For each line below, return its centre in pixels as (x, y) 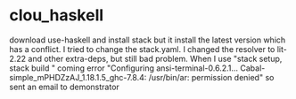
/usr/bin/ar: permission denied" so (211, 77)
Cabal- (253, 68)
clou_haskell (57, 15)
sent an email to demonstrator (65, 87)
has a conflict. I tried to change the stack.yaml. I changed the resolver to (142, 49)
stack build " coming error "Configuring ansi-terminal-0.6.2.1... (124, 68)
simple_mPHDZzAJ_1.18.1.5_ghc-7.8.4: (78, 77)
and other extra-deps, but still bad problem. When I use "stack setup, (155, 58)
